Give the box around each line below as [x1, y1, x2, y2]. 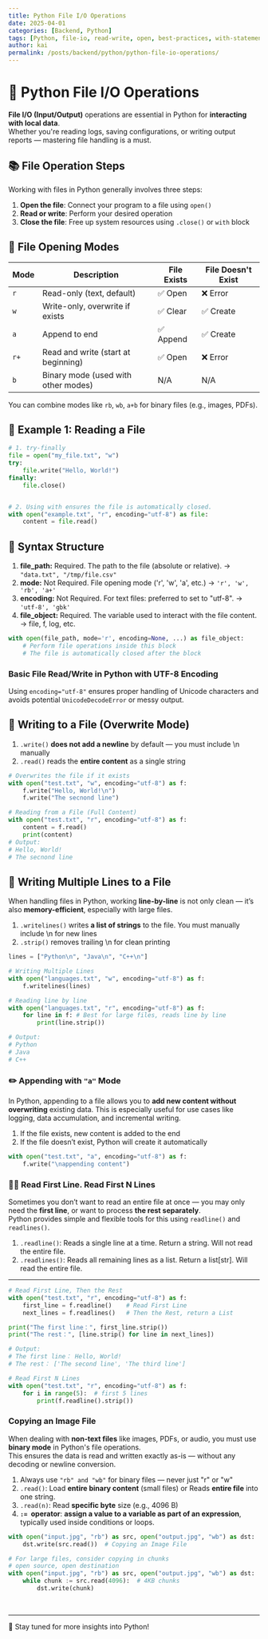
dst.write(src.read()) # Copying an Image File [22, 1540, 187, 1548]
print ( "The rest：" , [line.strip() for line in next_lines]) [8, 1330, 215, 1339]
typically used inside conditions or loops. [19, 1517, 155, 1527]
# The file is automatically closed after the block [22, 649, 202, 657]
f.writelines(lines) [22, 982, 91, 990]
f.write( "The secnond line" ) [22, 794, 120, 802]
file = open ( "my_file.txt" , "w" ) [8, 452, 120, 460]
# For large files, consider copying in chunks [8, 1554, 170, 1563]
